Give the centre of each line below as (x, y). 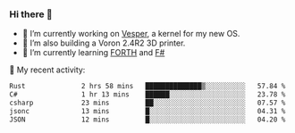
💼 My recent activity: (47, 70)
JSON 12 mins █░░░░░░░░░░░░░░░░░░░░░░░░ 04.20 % (147, 120)
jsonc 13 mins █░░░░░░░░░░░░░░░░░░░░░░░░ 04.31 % (147, 111)
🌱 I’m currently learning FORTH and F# (93, 53)
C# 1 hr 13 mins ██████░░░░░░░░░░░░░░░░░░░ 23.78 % (147, 95)
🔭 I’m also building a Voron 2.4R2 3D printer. (104, 43)
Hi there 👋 (31, 14)
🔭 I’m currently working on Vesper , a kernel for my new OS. (131, 34)
